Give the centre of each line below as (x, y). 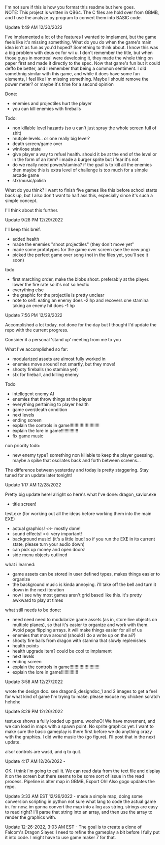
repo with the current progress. (37, 330)
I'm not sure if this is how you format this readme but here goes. (70, 7)
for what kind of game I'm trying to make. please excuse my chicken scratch (82, 696)
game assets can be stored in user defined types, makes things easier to (86, 574)
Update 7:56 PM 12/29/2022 (34, 315)
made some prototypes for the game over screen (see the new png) (81, 249)
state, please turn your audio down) (48, 544)
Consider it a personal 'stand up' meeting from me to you (63, 340)
